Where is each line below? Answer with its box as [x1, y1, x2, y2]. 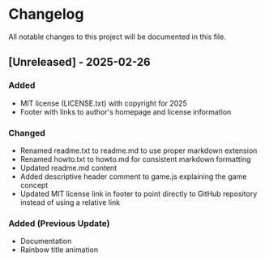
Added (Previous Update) [8, 217, 111, 228]
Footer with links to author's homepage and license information [19, 107, 232, 116]
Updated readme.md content [19, 163, 118, 172]
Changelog [8, 5, 84, 24]
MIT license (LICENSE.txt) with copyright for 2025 [19, 98, 188, 108]
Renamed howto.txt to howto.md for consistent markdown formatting [19, 154, 251, 163]
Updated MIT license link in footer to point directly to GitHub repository [19, 189, 258, 198]
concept [19, 180, 49, 189]
